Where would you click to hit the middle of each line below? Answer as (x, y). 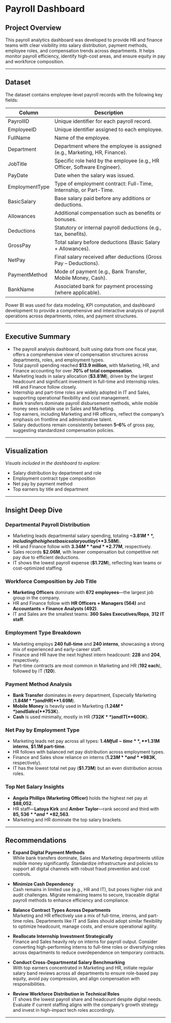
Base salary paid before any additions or (103, 198)
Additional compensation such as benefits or (108, 213)
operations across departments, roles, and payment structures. (72, 316)
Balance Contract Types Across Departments (62, 910)
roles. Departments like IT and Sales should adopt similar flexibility (93, 921)
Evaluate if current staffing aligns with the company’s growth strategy (85, 1005)
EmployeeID (22, 129)
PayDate (18, 175)
